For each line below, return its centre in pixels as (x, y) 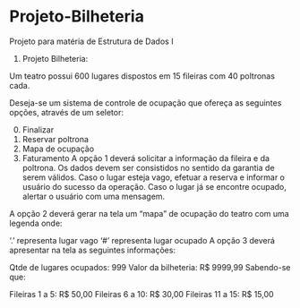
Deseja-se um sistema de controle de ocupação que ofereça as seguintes (146, 103)
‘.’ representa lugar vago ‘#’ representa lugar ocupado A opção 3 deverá (142, 240)
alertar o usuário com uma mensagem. (94, 196)
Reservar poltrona (56, 139)
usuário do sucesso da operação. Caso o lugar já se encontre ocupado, (154, 186)
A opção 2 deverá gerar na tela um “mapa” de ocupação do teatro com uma (149, 213)
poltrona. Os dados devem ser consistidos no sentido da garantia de (148, 167)
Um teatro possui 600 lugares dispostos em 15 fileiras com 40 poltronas (142, 76)
